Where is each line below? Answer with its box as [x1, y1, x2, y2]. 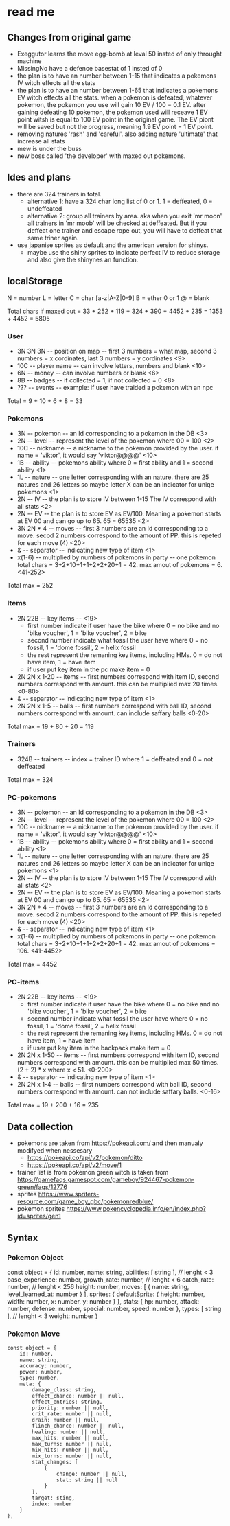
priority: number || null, [32, 1404, 109, 1411]
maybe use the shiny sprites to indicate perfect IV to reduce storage [27, 248, 220, 256]
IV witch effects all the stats [16, 79, 96, 86]
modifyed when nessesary [16, 1146, 93, 1155]
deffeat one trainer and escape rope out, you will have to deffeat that [27, 226, 222, 234]
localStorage [7, 275, 63, 287]
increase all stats [16, 137, 65, 145]
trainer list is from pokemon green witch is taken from [16, 1168, 169, 1177]
